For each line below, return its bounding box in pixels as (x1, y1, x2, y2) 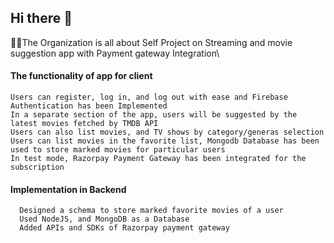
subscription (10, 162, 65, 173)
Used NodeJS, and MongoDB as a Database (19, 214, 190, 225)
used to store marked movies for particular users (10, 145, 226, 155)
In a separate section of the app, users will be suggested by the (10, 110, 298, 120)
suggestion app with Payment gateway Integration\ (10, 47, 220, 59)
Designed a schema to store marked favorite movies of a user (19, 206, 284, 216)
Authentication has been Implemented (10, 101, 168, 111)
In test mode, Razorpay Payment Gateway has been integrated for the (10, 154, 307, 164)
